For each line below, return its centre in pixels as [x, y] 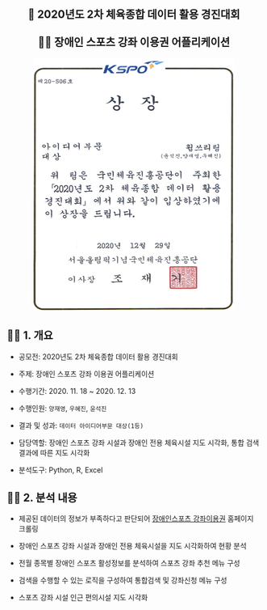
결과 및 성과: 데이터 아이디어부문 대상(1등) [81, 425]
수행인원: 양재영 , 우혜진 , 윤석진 [63, 408]
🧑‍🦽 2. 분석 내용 [42, 498]
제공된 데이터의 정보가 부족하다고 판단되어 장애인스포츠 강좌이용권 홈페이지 [136, 519]
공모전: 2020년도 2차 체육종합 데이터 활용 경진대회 [98, 356]
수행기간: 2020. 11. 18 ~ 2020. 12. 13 [77, 391]
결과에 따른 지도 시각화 [54, 452]
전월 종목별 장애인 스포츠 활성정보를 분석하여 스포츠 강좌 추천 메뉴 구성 [129, 563]
